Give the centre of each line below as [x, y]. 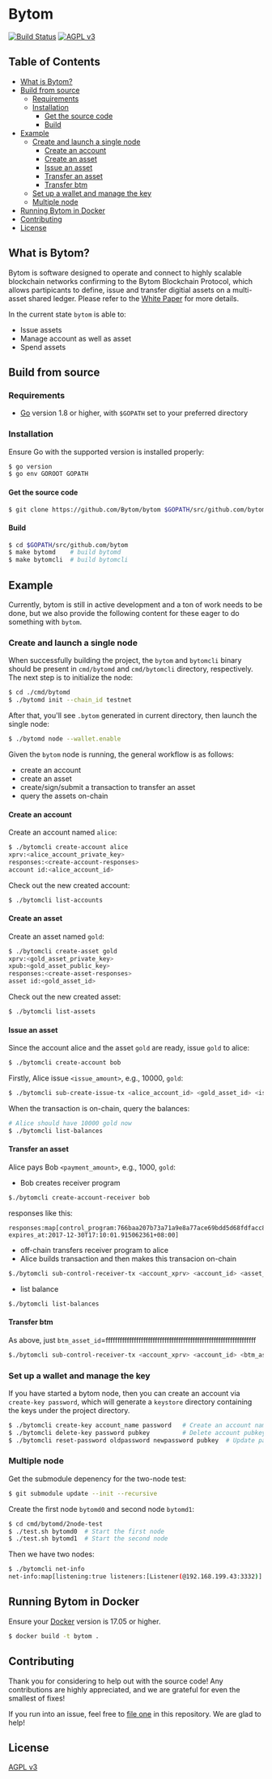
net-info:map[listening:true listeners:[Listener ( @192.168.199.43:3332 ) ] [136, 1577]
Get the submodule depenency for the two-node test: [98, 1479]
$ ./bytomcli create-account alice [68, 847]
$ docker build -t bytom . [54, 1636]
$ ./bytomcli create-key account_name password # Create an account [130, 1425]
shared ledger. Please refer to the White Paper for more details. [134, 298]
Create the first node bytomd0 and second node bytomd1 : [101, 1509]
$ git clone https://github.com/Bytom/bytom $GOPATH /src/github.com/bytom [137, 509]
